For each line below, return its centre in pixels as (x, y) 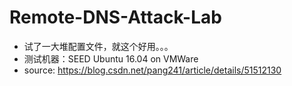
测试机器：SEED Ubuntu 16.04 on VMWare (111, 58)
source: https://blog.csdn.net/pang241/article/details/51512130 (152, 70)
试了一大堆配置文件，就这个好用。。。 (98, 46)
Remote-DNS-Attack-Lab (115, 17)
